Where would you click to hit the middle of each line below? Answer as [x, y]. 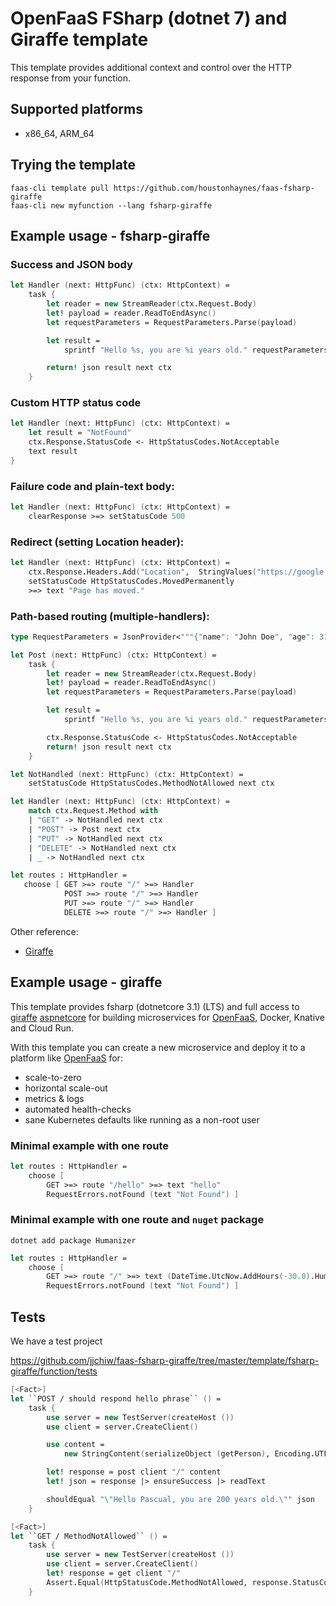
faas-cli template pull [60, 188]
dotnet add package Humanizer [73, 1240]
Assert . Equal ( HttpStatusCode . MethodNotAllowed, [147, 1582]
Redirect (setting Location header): [97, 542]
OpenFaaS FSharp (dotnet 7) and [149, 18]
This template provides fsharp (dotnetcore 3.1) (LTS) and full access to [155, 1006]
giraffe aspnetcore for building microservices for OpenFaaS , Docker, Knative [167, 1017]
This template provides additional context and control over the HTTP [151, 67]
